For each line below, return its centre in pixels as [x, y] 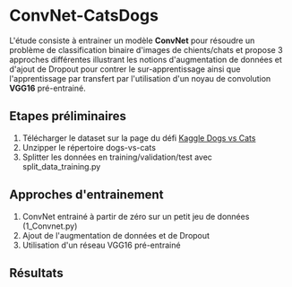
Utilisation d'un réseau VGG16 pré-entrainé [101, 245]
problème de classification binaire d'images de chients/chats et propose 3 [146, 49]
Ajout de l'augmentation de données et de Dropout [116, 235]
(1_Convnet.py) [50, 226]
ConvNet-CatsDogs [84, 16]
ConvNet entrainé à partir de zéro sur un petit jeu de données [136, 216]
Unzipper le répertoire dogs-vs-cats [89, 147]
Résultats [37, 273]
